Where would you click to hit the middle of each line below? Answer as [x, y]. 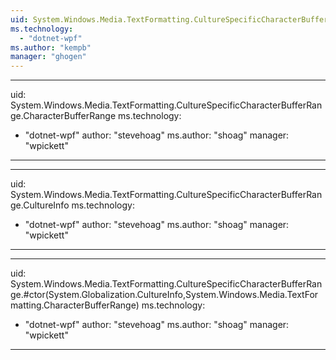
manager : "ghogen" [48, 57]
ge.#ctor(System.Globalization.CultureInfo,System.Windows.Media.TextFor [164, 295]
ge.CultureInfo [40, 205]
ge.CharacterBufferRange [63, 116]
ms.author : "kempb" [51, 47]
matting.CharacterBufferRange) [75, 305]
